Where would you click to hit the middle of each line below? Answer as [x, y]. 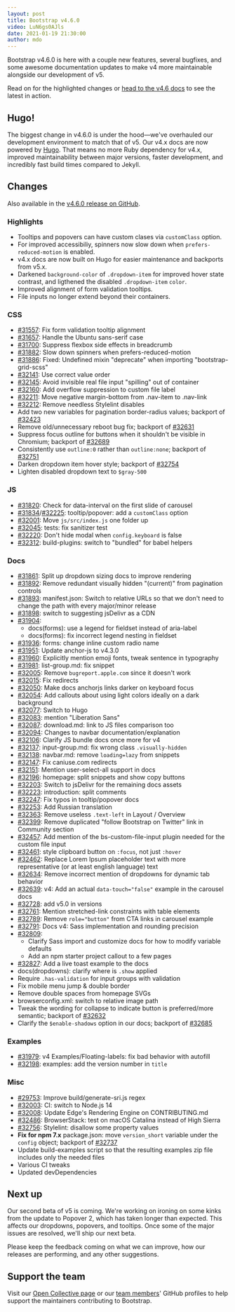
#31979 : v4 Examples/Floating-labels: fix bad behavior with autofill [114, 1057]
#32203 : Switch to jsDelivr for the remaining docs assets [100, 784]
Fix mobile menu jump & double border [73, 986]
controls [29, 591]
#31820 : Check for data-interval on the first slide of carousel [105, 505]
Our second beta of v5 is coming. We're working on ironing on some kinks [114, 1211]
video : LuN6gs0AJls [36, 27]
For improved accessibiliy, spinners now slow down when [101, 245]
